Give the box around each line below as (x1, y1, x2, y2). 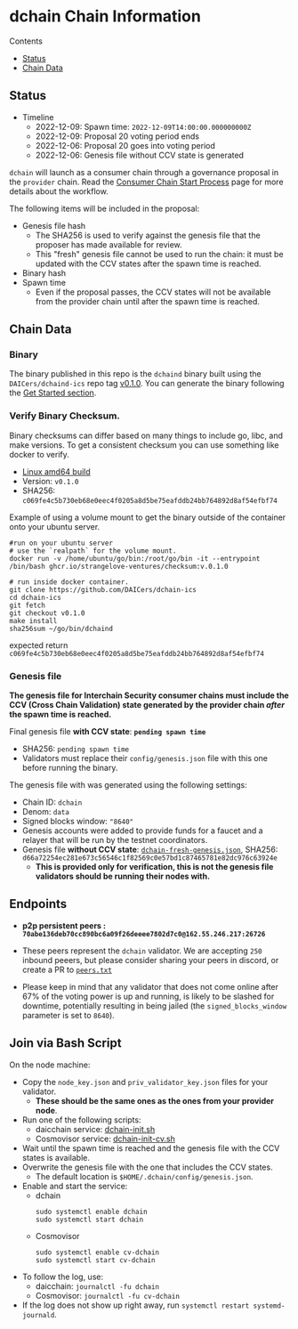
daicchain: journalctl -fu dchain (35, 1280, 160, 1292)
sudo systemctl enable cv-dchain (35, 1248, 160, 1257)
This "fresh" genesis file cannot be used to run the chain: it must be (35, 248, 284, 259)
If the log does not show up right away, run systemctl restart (21, 1300, 250, 1310)
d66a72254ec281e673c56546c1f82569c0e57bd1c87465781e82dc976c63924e (21, 854, 278, 863)
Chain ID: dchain (21, 797, 83, 807)
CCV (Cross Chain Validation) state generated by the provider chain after (9, 700, 285, 710)
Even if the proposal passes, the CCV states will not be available (35, 287, 271, 297)
